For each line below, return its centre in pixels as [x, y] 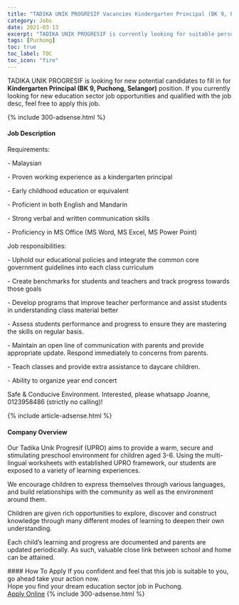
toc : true [22, 47]
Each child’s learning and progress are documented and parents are [107, 542]
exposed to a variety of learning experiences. [74, 470]
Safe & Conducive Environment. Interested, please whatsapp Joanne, [109, 394]
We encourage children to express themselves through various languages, [116, 485]
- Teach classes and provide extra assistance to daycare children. [104, 366]
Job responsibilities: [37, 246]
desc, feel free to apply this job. [54, 103]
